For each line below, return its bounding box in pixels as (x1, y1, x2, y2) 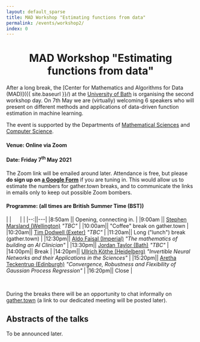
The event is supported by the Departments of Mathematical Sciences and (6, 121, 190, 129)
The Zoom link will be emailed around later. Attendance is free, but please (6, 169, 188, 177)
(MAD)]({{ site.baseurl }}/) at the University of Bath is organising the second (6, 91, 194, 98)
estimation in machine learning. (6, 109, 84, 117)
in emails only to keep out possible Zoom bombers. (6, 189, 132, 196)
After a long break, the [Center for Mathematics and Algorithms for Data (6, 84, 184, 91)
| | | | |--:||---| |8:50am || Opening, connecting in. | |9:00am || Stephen (6, 216, 187, 223)
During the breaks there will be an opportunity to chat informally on (6, 290, 172, 298)
